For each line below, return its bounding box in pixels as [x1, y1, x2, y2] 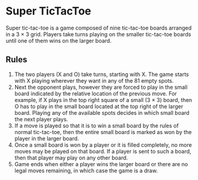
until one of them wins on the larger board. [5, 37, 112, 44]
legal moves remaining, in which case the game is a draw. [14, 167, 158, 174]
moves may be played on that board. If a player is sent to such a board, [14, 147, 191, 155]
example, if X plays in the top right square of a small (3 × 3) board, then [14, 96, 193, 103]
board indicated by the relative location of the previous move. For [14, 89, 177, 97]
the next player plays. [14, 115, 68, 123]
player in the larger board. [14, 135, 79, 142]
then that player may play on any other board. [14, 154, 128, 161]
